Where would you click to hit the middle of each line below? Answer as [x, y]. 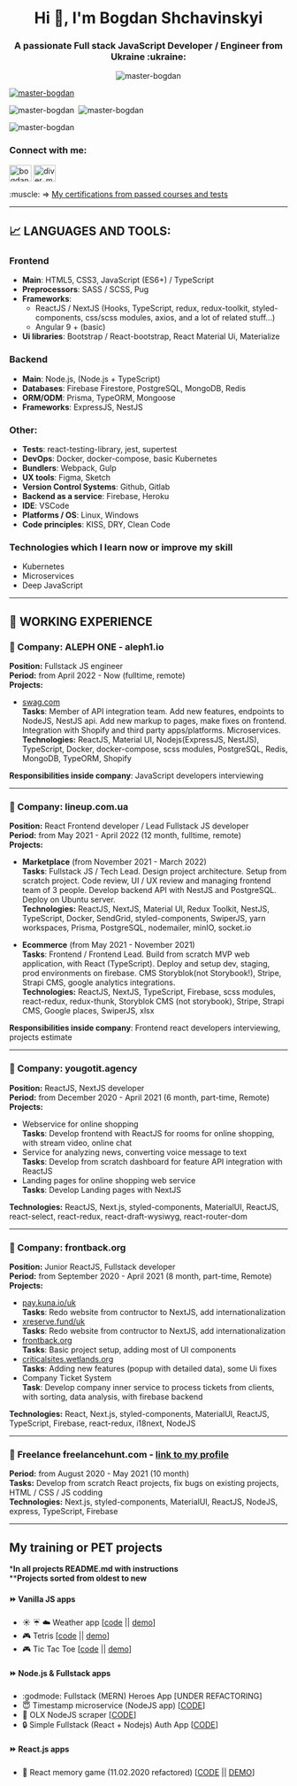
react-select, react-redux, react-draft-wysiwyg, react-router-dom [128, 1216]
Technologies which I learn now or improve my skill [121, 547]
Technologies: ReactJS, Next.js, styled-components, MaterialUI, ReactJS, [144, 1206]
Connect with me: [48, 150]
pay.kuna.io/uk [49, 1302]
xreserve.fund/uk [53, 1321]
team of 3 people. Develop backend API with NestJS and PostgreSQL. [149, 890]
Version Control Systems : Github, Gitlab [96, 487]
